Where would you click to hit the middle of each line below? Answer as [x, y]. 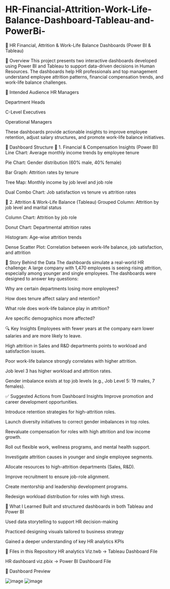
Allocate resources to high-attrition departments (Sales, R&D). [70, 466]
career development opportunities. [41, 402]
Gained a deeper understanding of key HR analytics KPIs [65, 541]
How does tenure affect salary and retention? [53, 298]
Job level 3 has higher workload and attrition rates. [59, 371]
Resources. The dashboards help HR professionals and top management [81, 71]
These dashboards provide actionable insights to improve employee [76, 132]
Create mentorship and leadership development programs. [67, 486]
